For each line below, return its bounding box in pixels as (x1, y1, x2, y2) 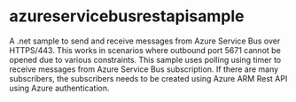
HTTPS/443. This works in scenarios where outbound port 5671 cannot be (9, 44, 281, 55)
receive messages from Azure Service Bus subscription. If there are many (9, 64, 279, 75)
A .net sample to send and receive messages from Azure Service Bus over (9, 35, 281, 46)
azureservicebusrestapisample (9, 6, 245, 27)
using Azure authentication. (9, 82, 110, 93)
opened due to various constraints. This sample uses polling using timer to (9, 54, 282, 65)
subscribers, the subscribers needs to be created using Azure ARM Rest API (9, 73, 288, 83)
